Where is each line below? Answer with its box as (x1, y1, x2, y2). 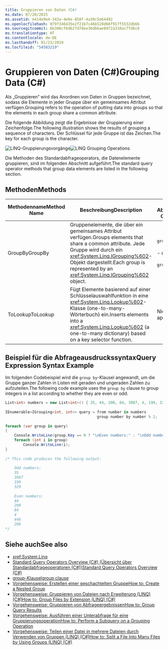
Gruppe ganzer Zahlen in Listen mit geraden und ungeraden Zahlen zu (5, 380, 150, 386)
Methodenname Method (7, 203, 65, 210)
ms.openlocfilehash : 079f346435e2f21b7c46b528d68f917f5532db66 (5, 21, 140, 27)
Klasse (69, 305, 86, 312)
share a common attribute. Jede (69, 240, 145, 247)
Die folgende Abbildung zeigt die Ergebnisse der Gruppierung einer (5, 119, 144, 126)
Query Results (12, 607, 42, 613)
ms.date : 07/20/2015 (5, 12, 48, 17)
